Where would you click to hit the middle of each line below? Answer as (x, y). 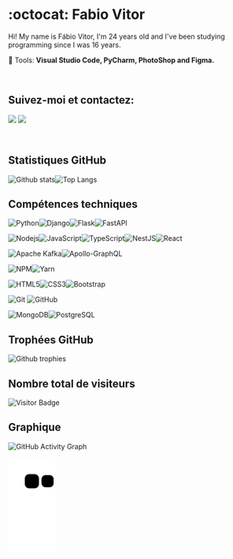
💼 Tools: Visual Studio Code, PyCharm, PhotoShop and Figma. (111, 60)
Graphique (35, 428)
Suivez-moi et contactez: (71, 100)
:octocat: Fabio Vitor (77, 15)
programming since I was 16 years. (65, 44)
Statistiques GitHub (57, 161)
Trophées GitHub (51, 340)
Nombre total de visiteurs (72, 383)
